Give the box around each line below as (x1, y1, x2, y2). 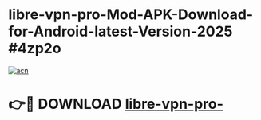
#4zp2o (8, 40, 61, 57)
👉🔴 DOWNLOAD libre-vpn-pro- (8, 95, 223, 113)
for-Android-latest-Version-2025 (8, 22, 233, 41)
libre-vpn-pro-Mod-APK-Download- (8, 6, 254, 24)
